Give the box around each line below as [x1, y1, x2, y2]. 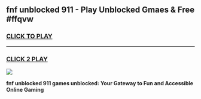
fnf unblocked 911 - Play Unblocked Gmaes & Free [6, 5, 195, 15]
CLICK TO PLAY [6, 32, 53, 41]
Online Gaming [6, 86, 44, 93]
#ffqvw [6, 14, 34, 25]
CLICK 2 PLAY [6, 55, 48, 63]
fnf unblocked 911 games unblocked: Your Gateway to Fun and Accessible [6, 79, 193, 86]
